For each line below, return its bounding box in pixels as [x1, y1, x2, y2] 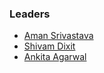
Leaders [9, 7, 51, 21]
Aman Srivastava [23, 30, 94, 42]
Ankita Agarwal [23, 51, 87, 63]
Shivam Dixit [23, 40, 76, 52]
